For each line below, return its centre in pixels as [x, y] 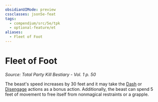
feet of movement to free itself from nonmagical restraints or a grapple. [77, 94]
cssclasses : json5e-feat [30, 14]
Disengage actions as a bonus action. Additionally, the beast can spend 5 [79, 89]
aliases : [14, 32]
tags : [11, 19]
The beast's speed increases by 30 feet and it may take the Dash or [74, 84]
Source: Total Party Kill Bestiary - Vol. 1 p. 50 [51, 74]
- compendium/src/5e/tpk [35, 23]
